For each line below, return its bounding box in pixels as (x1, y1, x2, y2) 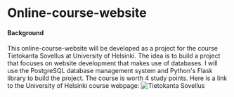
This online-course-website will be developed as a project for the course (7, 44, 218, 53)
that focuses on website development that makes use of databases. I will (7, 59, 218, 67)
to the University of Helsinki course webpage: (7, 82, 140, 90)
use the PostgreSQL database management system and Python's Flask (7, 67, 213, 75)
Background (7, 28, 44, 37)
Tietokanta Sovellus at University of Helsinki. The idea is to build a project (7, 51, 221, 60)
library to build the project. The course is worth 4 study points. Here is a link (7, 74, 228, 82)
